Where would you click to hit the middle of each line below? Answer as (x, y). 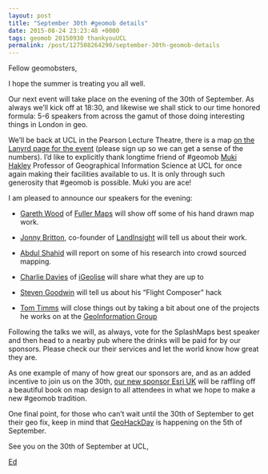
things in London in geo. (48, 125)
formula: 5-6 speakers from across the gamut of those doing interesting (127, 116)
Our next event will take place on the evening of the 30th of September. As (131, 99)
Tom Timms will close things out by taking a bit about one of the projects (140, 308)
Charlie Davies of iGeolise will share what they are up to (112, 277)
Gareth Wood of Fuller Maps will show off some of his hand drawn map (137, 213)
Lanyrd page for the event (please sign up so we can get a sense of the (126, 149)
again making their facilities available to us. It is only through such (117, 174)
